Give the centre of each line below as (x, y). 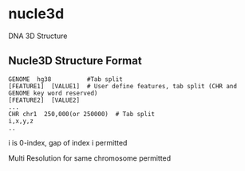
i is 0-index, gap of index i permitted (68, 142)
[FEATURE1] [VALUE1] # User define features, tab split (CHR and (123, 86)
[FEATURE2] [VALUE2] (44, 100)
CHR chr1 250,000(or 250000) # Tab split (82, 114)
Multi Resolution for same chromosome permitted (90, 158)
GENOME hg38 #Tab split (66, 79)
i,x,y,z (21, 121)
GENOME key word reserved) (53, 93)
